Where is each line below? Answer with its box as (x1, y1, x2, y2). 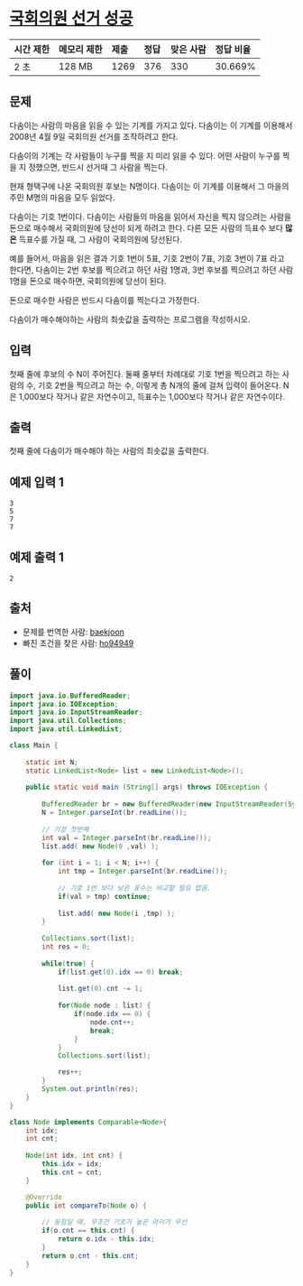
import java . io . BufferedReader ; (9, 691, 131, 700)
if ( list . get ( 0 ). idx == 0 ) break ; (57, 967, 184, 976)
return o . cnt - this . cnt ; (41, 1251, 140, 1260)
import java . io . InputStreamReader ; (9, 708, 143, 717)
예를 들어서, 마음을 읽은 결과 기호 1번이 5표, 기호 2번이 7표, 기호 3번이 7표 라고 (9, 253, 285, 264)
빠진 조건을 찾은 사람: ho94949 (22, 637, 134, 648)
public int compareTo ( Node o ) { (25, 1201, 147, 1210)
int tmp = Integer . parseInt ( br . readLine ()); (57, 867, 228, 876)
